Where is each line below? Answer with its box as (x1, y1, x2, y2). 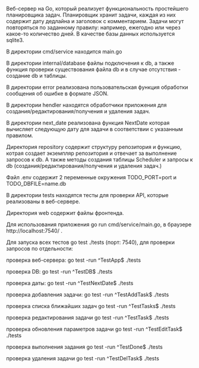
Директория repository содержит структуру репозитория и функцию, (6, 144, 182, 150)
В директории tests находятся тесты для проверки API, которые (6, 192, 169, 198)
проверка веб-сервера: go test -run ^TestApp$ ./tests (6, 256, 141, 264)
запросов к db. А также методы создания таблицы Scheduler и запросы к (6, 156, 193, 163)
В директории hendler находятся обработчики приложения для (6, 101, 167, 109)
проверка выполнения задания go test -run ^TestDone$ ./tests (6, 344, 163, 350)
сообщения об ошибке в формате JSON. (6, 90, 109, 97)
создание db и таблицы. (6, 72, 67, 79)
